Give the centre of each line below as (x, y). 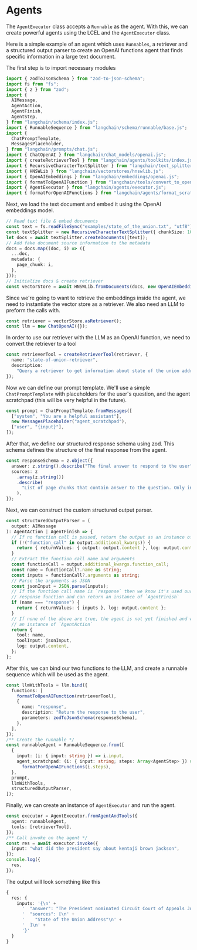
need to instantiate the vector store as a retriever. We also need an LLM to (95, 304)
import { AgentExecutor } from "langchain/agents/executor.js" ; (86, 188)
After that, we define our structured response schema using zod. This (90, 444)
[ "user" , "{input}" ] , (38, 427)
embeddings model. (30, 210)
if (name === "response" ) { (46, 602)
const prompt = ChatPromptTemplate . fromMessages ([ (69, 411)
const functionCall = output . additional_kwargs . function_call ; (90, 564)
